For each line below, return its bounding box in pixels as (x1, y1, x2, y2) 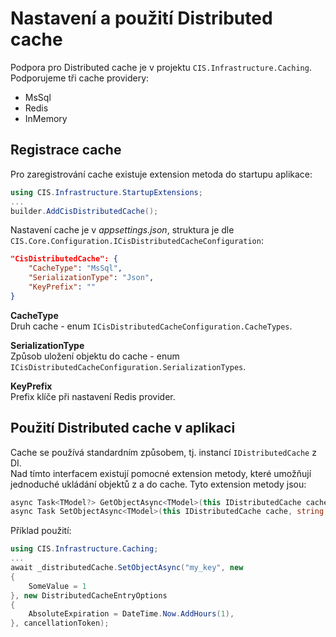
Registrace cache (10, 142, 122, 159)
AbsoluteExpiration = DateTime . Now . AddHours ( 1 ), (28, 609, 235, 619)
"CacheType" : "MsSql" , (28, 263, 123, 274)
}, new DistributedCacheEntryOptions (10, 590, 168, 601)
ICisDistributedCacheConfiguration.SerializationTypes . (10, 360, 247, 372)
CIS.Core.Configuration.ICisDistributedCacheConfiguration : (10, 235, 264, 247)
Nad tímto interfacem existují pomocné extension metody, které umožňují (10, 467, 312, 479)
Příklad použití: (10, 525, 72, 537)
